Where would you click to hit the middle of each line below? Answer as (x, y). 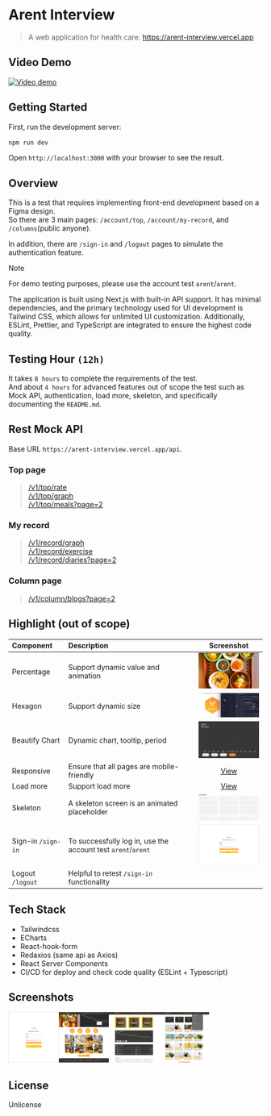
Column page (35, 581)
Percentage (31, 672)
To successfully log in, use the (119, 841)
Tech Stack (37, 910)
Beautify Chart (36, 740)
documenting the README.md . (55, 404)
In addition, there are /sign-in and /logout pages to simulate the (116, 244)
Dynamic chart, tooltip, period (117, 740)
